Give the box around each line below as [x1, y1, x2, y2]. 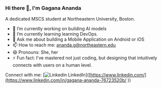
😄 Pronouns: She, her [12, 49, 59, 55]
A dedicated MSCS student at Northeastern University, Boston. [5, 16, 135, 22]
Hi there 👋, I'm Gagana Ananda [5, 5, 81, 12]
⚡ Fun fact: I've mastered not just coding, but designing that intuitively [12, 55, 157, 61]
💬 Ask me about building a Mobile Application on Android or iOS [12, 36, 144, 42]
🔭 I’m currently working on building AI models [12, 26, 107, 32]
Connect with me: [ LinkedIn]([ [5, 72, 91, 78]
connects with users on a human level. [12, 62, 92, 68]
